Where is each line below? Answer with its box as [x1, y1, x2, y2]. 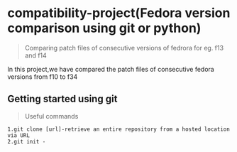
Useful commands [24, 112, 79, 120]
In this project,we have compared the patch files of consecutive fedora [7, 65, 214, 73]
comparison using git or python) [7, 20, 202, 36]
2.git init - [7, 138, 46, 145]
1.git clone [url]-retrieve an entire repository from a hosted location [7, 126, 231, 133]
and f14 [24, 51, 48, 60]
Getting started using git [7, 93, 118, 105]
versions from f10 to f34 [7, 72, 78, 81]
